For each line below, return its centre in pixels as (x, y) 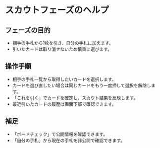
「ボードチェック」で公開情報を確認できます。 (60, 134)
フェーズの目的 (28, 30)
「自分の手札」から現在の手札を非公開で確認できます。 (69, 140)
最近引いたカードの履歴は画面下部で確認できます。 (64, 104)
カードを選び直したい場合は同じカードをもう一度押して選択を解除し (81, 85)
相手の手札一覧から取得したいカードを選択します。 (64, 79)
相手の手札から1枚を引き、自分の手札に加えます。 (63, 43)
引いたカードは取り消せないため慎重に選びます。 (62, 49)
